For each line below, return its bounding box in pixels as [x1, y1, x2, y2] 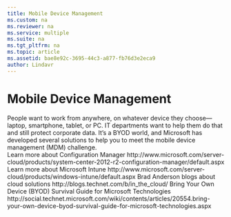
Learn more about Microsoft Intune [7, 165, 106, 173]
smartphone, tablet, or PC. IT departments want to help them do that [28, 121, 223, 130]
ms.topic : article [7, 49, 60, 56]
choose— [185, 114, 212, 122]
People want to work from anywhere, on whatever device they [7, 114, 184, 122]
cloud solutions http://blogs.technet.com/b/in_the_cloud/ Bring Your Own [7, 180, 215, 188]
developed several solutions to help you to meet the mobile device [7, 136, 196, 144]
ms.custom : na [7, 17, 48, 23]
